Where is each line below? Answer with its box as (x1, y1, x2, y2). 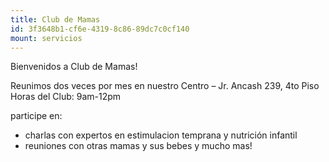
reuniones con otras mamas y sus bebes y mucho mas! (24, 140, 253, 152)
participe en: (10, 110, 63, 122)
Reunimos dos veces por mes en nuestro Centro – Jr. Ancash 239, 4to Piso (10, 80, 320, 92)
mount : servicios (10, 33, 83, 43)
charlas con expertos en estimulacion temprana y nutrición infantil (24, 129, 298, 141)
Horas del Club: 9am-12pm (10, 91, 122, 103)
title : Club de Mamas (10, 14, 101, 25)
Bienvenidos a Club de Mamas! (10, 61, 138, 73)
